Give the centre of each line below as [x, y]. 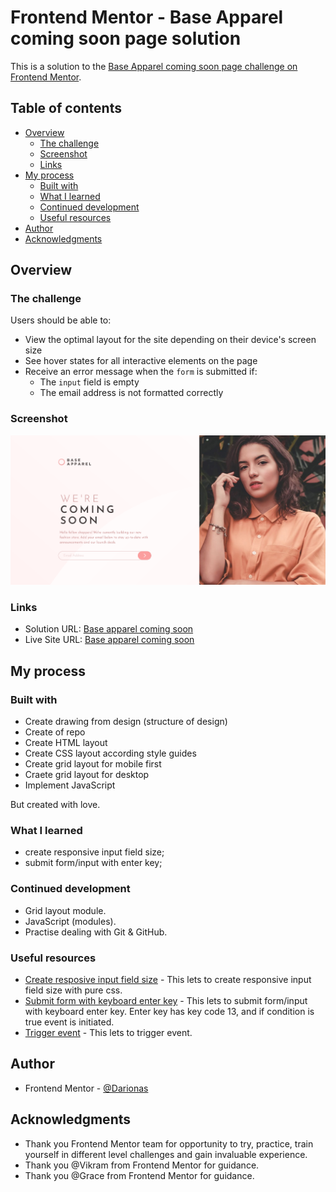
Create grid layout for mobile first [93, 764]
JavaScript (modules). [70, 921]
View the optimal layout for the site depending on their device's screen [170, 340]
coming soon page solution [126, 38]
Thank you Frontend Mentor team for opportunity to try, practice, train [169, 1143]
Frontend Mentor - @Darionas [86, 1088]
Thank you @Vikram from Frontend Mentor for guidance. [142, 1165]
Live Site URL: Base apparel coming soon [109, 640]
